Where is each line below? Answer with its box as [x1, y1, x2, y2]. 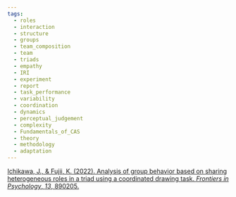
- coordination [13, 102, 58, 109]
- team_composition [13, 43, 71, 50]
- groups [13, 37, 39, 44]
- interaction [13, 23, 55, 30]
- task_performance [13, 89, 71, 96]
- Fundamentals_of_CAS [13, 128, 80, 135]
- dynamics [13, 108, 46, 115]
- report [13, 82, 39, 89]
